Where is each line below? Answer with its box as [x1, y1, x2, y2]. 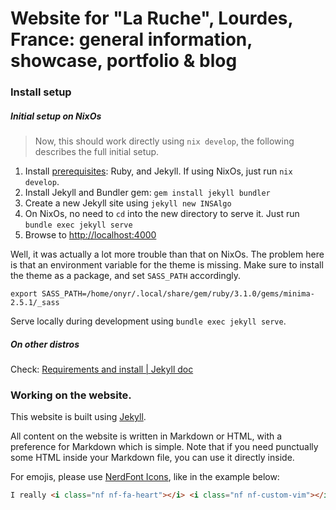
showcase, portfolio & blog [10, 50, 238, 72]
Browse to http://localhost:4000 [24, 229, 157, 241]
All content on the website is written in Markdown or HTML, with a [10, 430, 283, 442]
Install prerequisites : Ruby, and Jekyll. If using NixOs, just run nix [24, 165, 293, 177]
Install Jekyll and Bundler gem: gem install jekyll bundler [24, 187, 271, 199]
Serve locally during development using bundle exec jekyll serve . [10, 315, 287, 327]
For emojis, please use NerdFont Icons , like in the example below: [10, 471, 280, 483]
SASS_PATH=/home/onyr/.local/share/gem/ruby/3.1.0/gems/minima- [41, 289, 315, 299]
